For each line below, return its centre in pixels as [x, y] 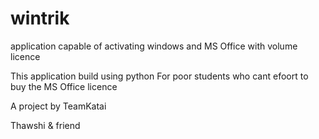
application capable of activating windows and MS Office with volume [154, 46]
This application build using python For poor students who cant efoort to [159, 76]
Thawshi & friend [45, 125]
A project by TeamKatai [58, 106]
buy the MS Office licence [64, 86]
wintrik [40, 18]
